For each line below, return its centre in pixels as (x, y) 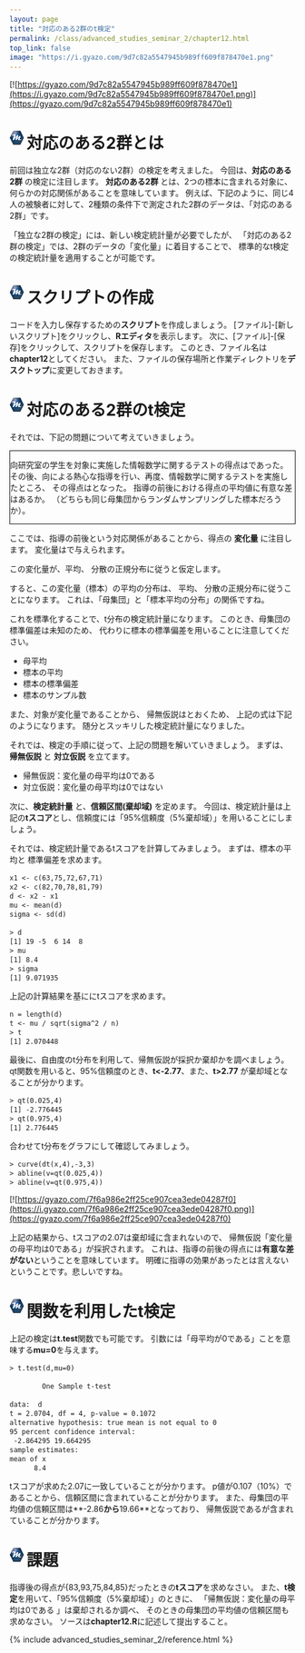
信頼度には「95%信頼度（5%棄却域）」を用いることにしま (184, 817)
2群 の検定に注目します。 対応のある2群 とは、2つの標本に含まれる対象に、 (151, 182)
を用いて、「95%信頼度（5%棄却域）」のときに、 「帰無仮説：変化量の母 (152, 1598)
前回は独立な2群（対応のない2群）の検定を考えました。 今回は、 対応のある (151, 170)
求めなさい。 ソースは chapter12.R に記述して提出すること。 (121, 1621)
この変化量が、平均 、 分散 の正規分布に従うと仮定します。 (118, 569)
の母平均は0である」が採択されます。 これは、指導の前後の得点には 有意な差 (152, 1249)
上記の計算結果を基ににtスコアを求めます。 (90, 996)
